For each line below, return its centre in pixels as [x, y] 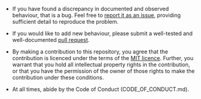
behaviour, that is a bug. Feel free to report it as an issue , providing [97, 15]
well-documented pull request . [51, 40]
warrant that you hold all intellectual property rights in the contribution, [101, 64]
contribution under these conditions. [58, 77]
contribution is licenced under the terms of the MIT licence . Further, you [103, 58]
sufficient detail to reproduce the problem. [65, 22]
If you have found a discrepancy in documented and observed [90, 9]
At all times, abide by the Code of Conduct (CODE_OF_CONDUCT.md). [100, 89]
